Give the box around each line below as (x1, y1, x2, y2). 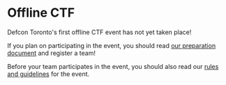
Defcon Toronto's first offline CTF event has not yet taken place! (7, 28, 192, 36)
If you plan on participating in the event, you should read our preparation (7, 41, 216, 49)
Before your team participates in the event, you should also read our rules (7, 62, 219, 70)
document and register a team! (7, 49, 96, 57)
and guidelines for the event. (7, 70, 90, 78)
